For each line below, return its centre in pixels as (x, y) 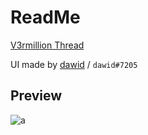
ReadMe (45, 17)
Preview (36, 96)
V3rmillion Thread (47, 45)
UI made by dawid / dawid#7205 (74, 64)
